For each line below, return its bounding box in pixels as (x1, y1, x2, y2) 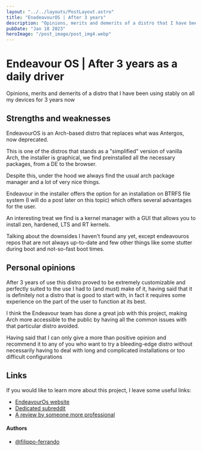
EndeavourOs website (14, 398, 70, 405)
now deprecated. (6, 136, 49, 143)
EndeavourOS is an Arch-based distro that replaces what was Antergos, (6, 129, 185, 137)
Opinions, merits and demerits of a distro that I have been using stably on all (6, 90, 195, 97)
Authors (6, 425, 28, 432)
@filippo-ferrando (14, 438, 60, 445)
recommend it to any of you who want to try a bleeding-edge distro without (6, 340, 193, 348)
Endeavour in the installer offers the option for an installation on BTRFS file (6, 190, 191, 197)
